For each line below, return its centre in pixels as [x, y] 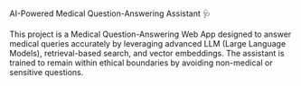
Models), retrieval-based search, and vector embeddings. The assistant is [147, 53]
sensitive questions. [47, 72]
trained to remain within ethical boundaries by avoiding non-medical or [141, 63]
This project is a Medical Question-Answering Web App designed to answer [150, 34]
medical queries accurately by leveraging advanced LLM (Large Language [148, 43]
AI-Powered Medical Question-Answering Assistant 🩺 [110, 13]
